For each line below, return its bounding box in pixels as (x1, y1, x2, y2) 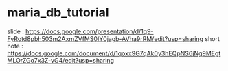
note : (7, 42, 24, 50)
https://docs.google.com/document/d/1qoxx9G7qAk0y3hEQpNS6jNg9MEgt (7, 49, 221, 57)
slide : (7, 27, 24, 35)
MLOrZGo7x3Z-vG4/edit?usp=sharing (7, 56, 115, 64)
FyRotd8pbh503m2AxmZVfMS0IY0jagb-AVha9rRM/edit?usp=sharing (7, 34, 204, 42)
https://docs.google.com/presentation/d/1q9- (25, 27, 154, 35)
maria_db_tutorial (7, 5, 109, 20)
